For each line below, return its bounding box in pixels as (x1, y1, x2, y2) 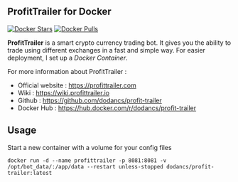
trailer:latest (7, 169, 53, 176)
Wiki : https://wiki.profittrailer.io (17, 88, 110, 97)
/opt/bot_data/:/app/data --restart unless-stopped (7, 163, 163, 170)
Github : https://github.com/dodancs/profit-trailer (17, 96, 162, 105)
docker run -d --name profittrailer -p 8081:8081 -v (7, 156, 167, 164)
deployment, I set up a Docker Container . (7, 53, 128, 62)
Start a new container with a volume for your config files (7, 143, 172, 151)
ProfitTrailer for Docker (7, 6, 112, 18)
